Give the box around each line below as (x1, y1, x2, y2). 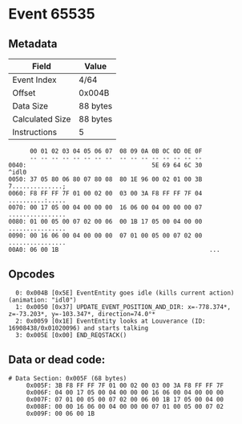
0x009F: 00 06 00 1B (26, 410, 95, 418)
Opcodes (8, 267, 55, 282)
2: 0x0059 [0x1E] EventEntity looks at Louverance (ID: (15, 317, 206, 325)
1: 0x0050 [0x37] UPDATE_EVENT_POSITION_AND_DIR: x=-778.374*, (15, 303, 231, 311)
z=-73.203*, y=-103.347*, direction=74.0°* (8, 310, 156, 318)
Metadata (8, 37, 58, 51)
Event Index (12, 74, 57, 85)
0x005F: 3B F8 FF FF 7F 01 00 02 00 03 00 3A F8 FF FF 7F (26, 381, 224, 389)
